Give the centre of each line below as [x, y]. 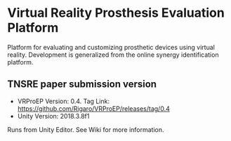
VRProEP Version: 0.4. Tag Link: [64, 101]
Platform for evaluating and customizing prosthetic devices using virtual [111, 47]
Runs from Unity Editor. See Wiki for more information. [86, 129]
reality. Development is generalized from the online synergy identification [113, 55]
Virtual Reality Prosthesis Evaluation [116, 13]
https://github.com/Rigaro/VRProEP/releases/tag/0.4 [93, 108]
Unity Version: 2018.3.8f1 [53, 116]
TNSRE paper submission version [82, 85]
